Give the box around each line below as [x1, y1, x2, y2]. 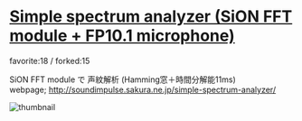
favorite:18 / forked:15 [9, 55, 90, 66]
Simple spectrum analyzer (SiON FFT [9, 6, 293, 27]
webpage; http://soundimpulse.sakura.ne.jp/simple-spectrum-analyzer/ [9, 84, 277, 95]
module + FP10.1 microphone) [9, 25, 235, 46]
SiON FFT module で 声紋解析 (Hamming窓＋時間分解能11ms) [9, 74, 237, 85]
